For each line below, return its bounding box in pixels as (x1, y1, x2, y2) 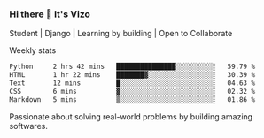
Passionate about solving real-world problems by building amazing (9, 111, 253, 122)
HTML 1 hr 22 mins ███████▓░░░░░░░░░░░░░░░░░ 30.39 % (9, 71, 255, 80)
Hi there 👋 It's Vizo (9, 8, 90, 20)
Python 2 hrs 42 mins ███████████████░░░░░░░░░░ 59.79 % (9, 62, 255, 72)
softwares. (9, 120, 49, 131)
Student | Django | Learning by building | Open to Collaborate (9, 28, 233, 39)
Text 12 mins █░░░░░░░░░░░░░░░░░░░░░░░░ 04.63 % (9, 79, 255, 88)
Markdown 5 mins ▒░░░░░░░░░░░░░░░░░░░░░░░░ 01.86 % (9, 95, 255, 104)
